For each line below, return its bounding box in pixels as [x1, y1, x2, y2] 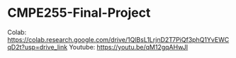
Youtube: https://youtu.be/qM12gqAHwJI [69, 43, 189, 51]
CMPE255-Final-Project [7, 5, 151, 21]
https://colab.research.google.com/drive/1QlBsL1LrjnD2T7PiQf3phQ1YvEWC [7, 35, 230, 43]
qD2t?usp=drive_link [7, 43, 68, 51]
